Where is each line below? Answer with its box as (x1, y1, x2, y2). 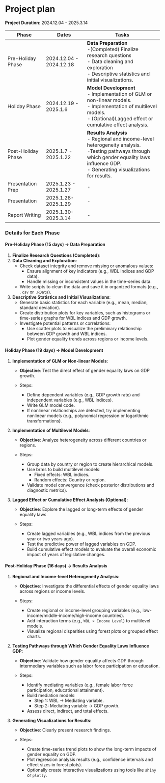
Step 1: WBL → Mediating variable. (34, 698, 104, 703)
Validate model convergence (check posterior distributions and (27, 482, 155, 488)
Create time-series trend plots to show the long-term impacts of (27, 746, 157, 752)
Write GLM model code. (27, 402, 75, 408)
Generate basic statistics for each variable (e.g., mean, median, (19, 300, 148, 306)
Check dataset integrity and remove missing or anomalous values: (19, 263, 154, 269)
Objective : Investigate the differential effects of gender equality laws (19, 583, 159, 589)
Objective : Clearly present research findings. (19, 727, 111, 733)
